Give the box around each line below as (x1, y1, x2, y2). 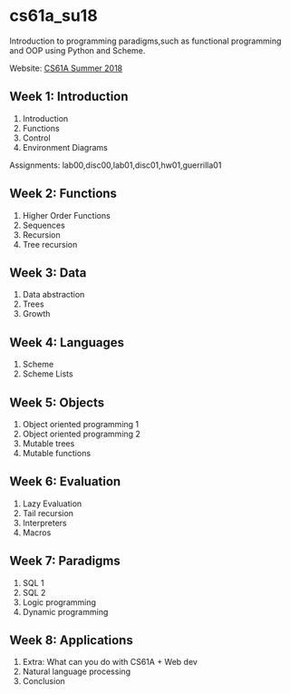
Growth (22, 308, 51, 319)
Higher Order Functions (22, 210, 111, 220)
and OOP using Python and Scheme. (9, 44, 146, 55)
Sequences (22, 220, 65, 230)
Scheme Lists (22, 368, 74, 379)
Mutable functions (22, 448, 92, 458)
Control (22, 132, 52, 143)
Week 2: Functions (9, 186, 118, 201)
